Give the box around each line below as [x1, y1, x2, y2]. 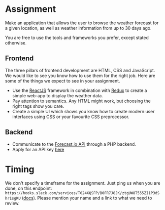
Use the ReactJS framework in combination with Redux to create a [12, 87, 147, 93]
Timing [5, 164, 34, 175]
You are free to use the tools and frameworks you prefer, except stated [5, 35, 149, 41]
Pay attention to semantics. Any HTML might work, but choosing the [12, 98, 151, 104]
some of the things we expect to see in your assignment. [5, 78, 120, 84]
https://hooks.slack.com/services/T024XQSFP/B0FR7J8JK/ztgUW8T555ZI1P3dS [5, 190, 160, 196]
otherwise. [5, 40, 27, 45]
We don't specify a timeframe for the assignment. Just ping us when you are [5, 180, 161, 186]
